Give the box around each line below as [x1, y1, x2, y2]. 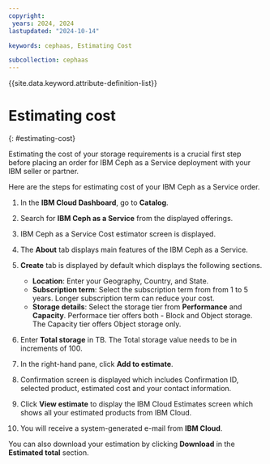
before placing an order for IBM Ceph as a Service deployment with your [8, 158, 251, 168]
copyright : [8, 11, 45, 20]
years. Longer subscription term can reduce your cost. [32, 293, 215, 304]
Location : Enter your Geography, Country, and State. [32, 276, 209, 286]
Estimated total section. [8, 448, 89, 458]
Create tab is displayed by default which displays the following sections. [19, 261, 263, 270]
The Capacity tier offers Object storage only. [32, 319, 182, 329]
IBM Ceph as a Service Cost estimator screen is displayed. [19, 229, 216, 239]
